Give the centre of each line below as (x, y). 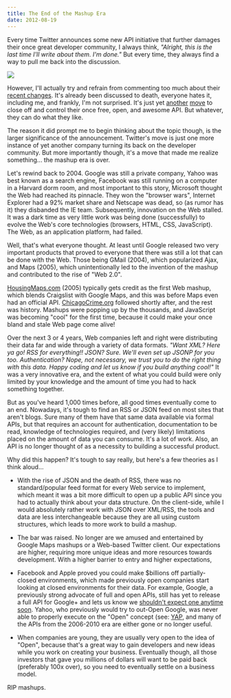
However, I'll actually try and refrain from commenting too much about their (114, 88)
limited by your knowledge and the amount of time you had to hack (102, 381)
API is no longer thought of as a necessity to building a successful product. (113, 446)
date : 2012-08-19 (32, 20)
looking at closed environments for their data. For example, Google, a (115, 587)
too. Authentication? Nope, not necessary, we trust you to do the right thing (114, 360)
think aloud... (25, 466)
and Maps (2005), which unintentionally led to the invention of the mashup (113, 267)
